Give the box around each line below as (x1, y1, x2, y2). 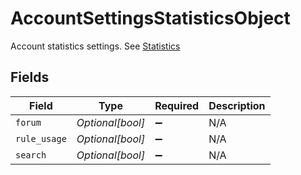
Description (208, 98, 266, 112)
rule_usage (15, 133, 67, 144)
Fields (10, 69, 50, 86)
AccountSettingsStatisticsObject (10, 7, 291, 30)
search (15, 149, 47, 161)
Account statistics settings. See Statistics (10, 40, 181, 52)
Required (154, 98, 200, 112)
